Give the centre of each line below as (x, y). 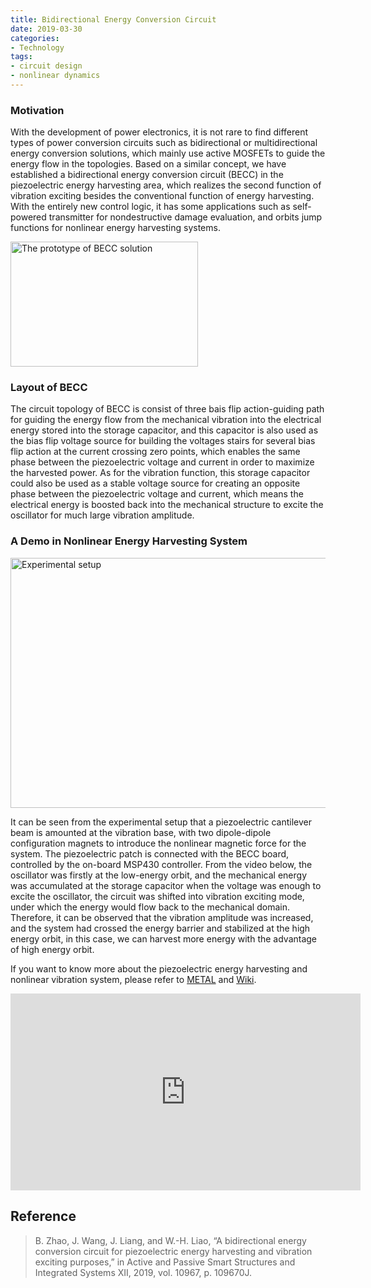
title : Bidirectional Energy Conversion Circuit (113, 19)
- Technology (37, 47)
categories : (35, 38)
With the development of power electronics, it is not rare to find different (159, 132)
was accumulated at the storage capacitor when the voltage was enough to (166, 885)
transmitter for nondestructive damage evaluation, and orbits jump (185, 217)
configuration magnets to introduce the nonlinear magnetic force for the (158, 843)
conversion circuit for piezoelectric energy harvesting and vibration (173, 1251)
